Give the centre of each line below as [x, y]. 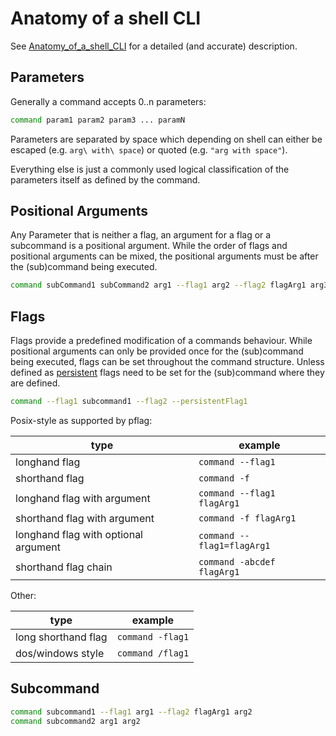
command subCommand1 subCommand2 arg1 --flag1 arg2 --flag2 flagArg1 [158, 285]
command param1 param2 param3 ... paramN [98, 120]
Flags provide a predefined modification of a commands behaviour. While [161, 341]
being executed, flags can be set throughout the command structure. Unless [167, 362]
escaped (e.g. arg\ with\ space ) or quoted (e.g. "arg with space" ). [149, 149]
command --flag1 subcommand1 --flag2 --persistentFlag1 [129, 402]
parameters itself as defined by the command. [105, 179]
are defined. [35, 383]
